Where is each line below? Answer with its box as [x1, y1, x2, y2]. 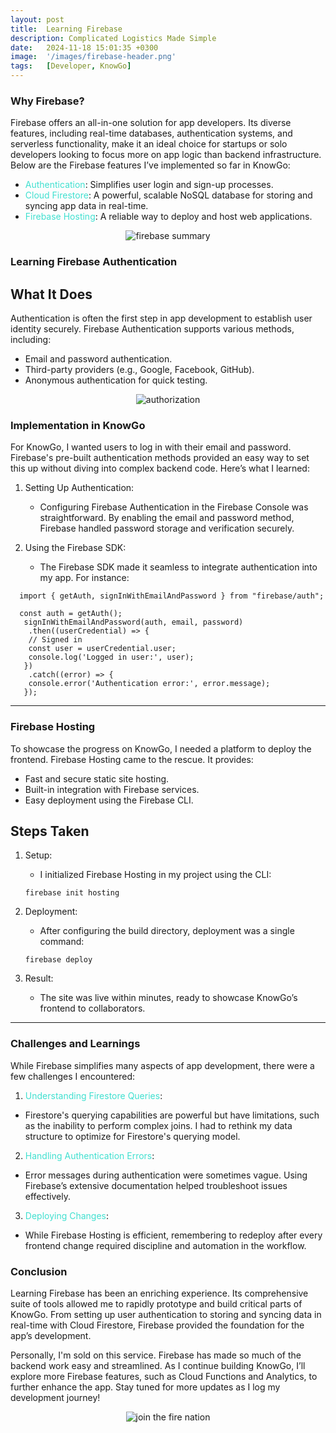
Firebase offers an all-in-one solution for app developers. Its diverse [10, 117, 292, 129]
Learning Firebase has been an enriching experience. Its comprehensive [10, 1287, 309, 1300]
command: [39, 936, 85, 948]
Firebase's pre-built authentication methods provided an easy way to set [10, 452, 310, 464]
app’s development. [10, 1330, 92, 1342]
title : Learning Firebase [10, 24, 123, 34]
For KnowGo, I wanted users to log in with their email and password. [10, 441, 292, 453]
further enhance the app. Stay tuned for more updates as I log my [10, 1381, 281, 1393]
